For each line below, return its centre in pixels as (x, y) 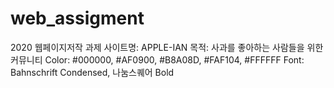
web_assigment (77, 18)
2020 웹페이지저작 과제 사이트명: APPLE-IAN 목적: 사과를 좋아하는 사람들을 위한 (167, 47)
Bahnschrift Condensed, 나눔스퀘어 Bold (92, 72)
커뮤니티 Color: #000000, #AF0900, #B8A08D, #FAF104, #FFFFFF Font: (157, 59)
